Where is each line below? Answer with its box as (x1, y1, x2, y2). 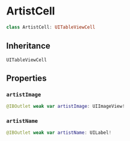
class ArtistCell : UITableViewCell (6, 24, 96, 30)
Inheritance (6, 41, 51, 51)
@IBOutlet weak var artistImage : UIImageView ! (6, 104, 125, 110)
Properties (6, 74, 47, 84)
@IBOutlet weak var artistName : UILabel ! (6, 130, 112, 136)
